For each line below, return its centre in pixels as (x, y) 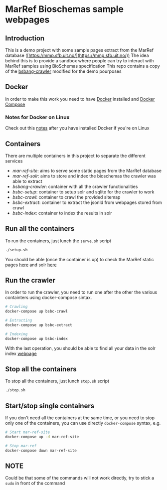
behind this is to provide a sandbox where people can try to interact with (80, 61)
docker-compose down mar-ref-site (41, 450)
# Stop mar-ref (21, 446)
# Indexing (16, 334)
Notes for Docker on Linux (37, 117)
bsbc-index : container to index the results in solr (62, 213)
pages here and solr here (31, 265)
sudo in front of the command (35, 483)
